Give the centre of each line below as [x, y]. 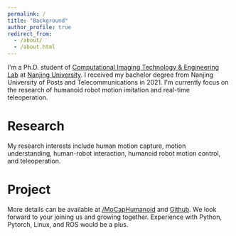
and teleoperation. [34, 161]
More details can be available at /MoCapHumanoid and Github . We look [112, 209]
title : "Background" [38, 21]
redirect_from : [30, 34]
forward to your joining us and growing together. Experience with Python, [115, 217]
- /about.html [34, 47]
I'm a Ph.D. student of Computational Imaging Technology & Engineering [113, 67]
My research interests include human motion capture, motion [97, 146]
